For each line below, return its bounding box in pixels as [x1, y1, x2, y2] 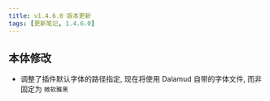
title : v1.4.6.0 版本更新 [8, 11, 92, 20]
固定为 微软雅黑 [20, 84, 69, 94]
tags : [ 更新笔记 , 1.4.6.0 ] [8, 19, 95, 27]
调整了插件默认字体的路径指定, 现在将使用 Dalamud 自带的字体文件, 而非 [20, 74, 262, 84]
